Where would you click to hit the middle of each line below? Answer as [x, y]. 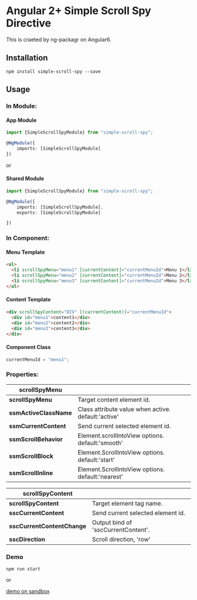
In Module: [22, 106]
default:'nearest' [100, 476]
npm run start [23, 569]
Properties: [23, 375]
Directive [29, 23]
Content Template [28, 300]
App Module [21, 120]
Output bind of [112, 522]
